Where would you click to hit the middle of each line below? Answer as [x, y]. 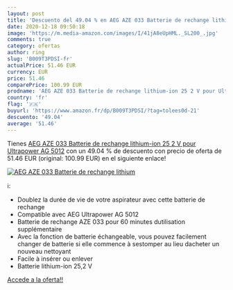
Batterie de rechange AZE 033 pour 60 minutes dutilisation [101, 221]
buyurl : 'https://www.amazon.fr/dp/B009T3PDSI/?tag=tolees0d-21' [103, 111]
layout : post [26, 14]
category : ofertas [34, 46]
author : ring [26, 53]
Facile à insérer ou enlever [55, 259]
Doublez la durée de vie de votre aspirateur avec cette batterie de [111, 200]
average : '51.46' [32, 123]
